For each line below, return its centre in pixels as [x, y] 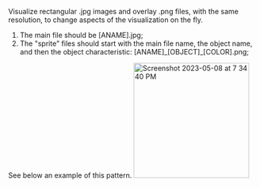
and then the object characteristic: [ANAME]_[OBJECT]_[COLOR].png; [134, 52]
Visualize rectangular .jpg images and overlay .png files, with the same [124, 11]
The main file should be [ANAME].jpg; [81, 35]
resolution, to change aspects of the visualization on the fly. [106, 20]
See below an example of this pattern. [70, 175]
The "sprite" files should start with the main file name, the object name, [136, 43]
